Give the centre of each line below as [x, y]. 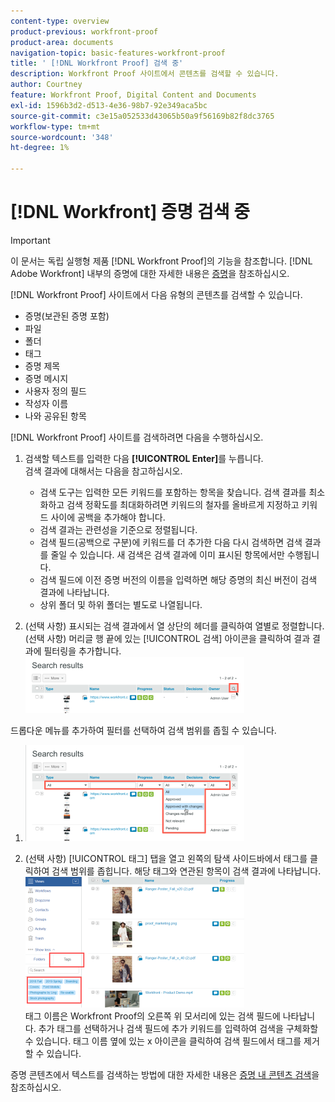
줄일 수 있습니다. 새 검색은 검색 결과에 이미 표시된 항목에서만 [167, 554]
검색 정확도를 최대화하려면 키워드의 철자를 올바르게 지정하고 [183, 504]
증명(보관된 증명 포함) [67, 316]
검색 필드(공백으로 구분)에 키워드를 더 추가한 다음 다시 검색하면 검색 [171, 542]
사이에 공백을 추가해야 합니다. [108, 517]
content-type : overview [60, 21]
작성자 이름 [46, 403]
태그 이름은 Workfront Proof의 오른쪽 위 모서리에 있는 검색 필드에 [152, 1016]
